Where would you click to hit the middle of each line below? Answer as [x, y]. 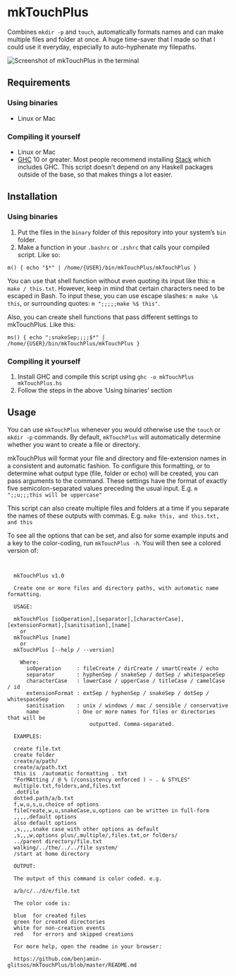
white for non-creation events [60, 928]
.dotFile [26, 792]
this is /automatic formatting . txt [71, 773]
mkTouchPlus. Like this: [42, 324]
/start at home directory [52, 854]
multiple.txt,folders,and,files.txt [67, 786]
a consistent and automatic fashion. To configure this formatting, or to [108, 465]
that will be [26, 718]
